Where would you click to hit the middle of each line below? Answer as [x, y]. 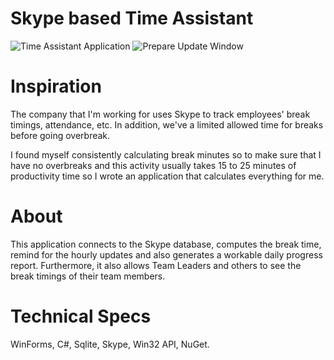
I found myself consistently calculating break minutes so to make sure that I [166, 154]
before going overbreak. [60, 135]
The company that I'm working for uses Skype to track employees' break [160, 114]
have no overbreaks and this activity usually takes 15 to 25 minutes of [153, 165]
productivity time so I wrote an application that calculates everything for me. [167, 176]
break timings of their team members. [88, 276]
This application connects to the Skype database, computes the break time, [166, 244]
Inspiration [56, 86]
